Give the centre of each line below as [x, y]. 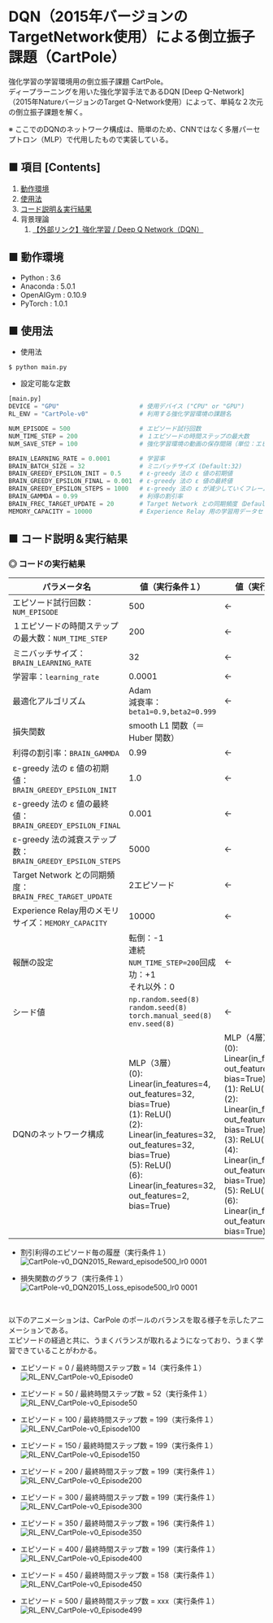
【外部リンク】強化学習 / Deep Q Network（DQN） [118, 229]
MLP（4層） [247, 1038]
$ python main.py [38, 368]
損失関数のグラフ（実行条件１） [74, 1278]
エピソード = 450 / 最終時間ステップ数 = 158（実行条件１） [119, 1575]
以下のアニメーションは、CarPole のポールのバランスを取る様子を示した [129, 1320]
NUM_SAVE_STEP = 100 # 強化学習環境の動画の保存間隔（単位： [132, 444]
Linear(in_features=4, [170, 1084]
